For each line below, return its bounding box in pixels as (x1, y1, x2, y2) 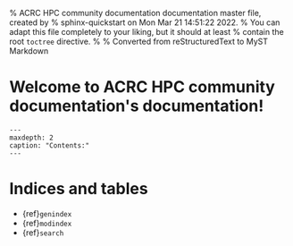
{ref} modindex (21, 217, 72, 228)
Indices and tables (9, 179, 149, 199)
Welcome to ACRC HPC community (9, 77, 275, 98)
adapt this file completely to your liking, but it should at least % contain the (9, 27, 284, 37)
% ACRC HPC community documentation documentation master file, (9, 8, 262, 18)
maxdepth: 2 (9, 133, 54, 142)
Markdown (9, 46, 49, 56)
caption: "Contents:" (9, 140, 90, 150)
